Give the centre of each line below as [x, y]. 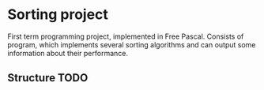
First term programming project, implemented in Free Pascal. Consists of [126, 36]
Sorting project [58, 15]
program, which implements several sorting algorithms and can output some [132, 44]
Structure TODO [48, 78]
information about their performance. [68, 53]
